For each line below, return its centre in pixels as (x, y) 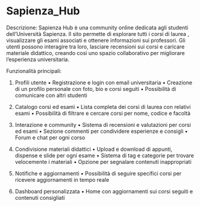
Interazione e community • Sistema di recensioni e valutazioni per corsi (103, 124)
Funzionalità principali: (34, 71)
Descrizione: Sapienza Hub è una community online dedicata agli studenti (97, 28)
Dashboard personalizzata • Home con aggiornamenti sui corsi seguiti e (104, 191)
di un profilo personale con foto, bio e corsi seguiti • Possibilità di (96, 89)
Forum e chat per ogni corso (50, 137)
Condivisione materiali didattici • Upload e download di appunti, (93, 149)
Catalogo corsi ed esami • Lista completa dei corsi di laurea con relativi (103, 106)
